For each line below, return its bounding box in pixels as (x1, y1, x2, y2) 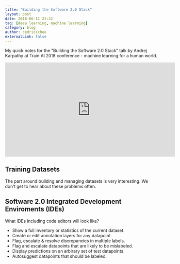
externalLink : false (5, 35, 47, 39)
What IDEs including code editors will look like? (5, 218, 99, 224)
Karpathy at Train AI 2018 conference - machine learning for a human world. (5, 53, 158, 58)
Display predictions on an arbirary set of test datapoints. (12, 248, 125, 254)
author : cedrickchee (5, 30, 47, 35)
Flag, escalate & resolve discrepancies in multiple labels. (12, 238, 125, 244)
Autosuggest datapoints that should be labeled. (12, 253, 107, 259)
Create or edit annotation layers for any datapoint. (12, 232, 112, 238)
